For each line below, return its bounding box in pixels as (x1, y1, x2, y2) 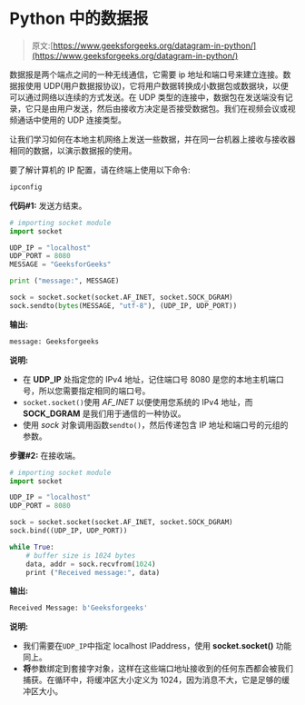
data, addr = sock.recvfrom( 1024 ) (25, 560, 156, 569)
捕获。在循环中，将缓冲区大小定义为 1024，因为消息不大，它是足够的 (22, 674, 282, 686)
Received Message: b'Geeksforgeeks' (9, 603, 148, 613)
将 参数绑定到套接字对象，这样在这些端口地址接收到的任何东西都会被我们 (22, 663, 293, 674)
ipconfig (9, 183, 43, 192)
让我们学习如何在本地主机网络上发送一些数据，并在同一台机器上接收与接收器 (9, 134, 296, 144)
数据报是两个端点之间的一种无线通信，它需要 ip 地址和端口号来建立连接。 (9, 69, 283, 80)
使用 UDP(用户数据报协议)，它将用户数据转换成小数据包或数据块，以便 (25, 80, 289, 91)
